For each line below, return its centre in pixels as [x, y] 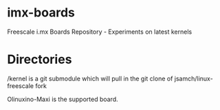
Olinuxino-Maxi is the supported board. [63, 99]
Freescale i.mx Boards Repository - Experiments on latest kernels [100, 32]
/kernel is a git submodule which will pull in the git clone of [90, 78]
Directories [40, 59]
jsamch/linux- [194, 78]
